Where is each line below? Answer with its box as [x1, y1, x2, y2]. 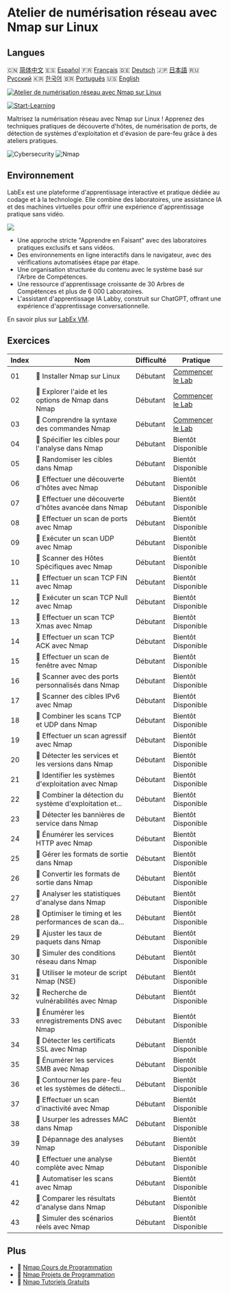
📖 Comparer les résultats [36, 1193, 116, 1203]
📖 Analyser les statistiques [36, 889, 121, 898]
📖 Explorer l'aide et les [36, 387, 108, 396]
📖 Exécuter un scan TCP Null [36, 593, 128, 602]
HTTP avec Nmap [36, 838, 93, 847]
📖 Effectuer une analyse [36, 1154, 113, 1163]
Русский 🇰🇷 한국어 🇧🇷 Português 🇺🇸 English [7, 74, 140, 82]
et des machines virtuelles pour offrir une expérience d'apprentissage [7, 203, 204, 211]
